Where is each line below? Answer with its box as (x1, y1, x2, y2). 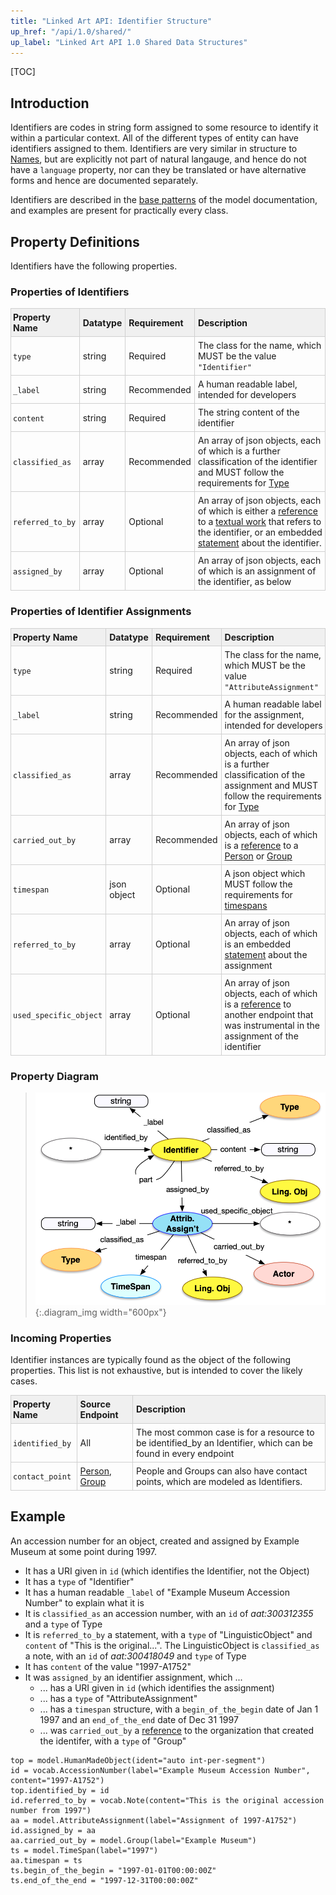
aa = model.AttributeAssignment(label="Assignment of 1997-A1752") (10, 1815, 298, 1825)
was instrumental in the (224, 1019, 320, 1031)
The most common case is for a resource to (135, 1426, 315, 1438)
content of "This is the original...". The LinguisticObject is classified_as (24, 1639, 320, 1651)
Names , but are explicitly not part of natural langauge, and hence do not (10, 153, 307, 165)
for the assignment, (224, 708, 305, 720)
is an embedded (224, 938, 291, 950)
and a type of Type (24, 1618, 103, 1630)
